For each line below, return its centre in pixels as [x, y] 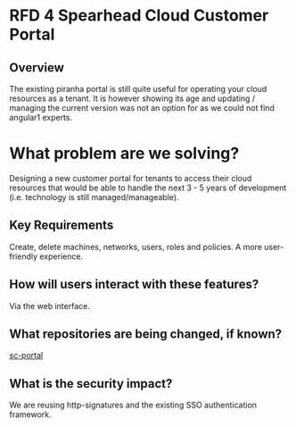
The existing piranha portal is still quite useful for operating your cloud [138, 89]
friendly [24, 256]
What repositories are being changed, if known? [146, 334]
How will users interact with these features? [134, 285]
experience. [61, 256]
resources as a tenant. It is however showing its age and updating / [132, 98]
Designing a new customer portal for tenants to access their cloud [131, 178]
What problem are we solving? [124, 154]
